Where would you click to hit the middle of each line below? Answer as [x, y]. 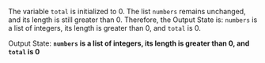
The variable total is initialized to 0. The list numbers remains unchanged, [127, 11]
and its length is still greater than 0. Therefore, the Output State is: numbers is [133, 20]
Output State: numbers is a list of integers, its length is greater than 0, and [129, 43]
